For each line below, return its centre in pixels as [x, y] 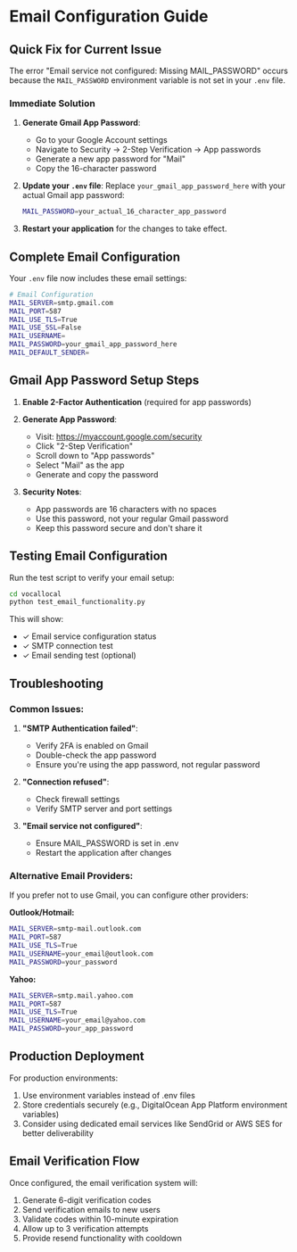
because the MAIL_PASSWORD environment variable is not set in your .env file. [148, 80]
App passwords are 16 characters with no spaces [126, 509]
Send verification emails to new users [91, 1209]
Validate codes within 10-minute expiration [100, 1219]
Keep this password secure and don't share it [119, 527]
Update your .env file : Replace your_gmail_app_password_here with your [153, 186]
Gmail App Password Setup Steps [104, 381]
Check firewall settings [78, 800]
